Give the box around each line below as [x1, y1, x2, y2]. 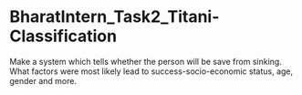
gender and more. [9, 75, 78, 86]
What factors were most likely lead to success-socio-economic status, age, [9, 66, 294, 77]
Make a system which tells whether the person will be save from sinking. [9, 56, 283, 67]
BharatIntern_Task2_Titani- [9, 6, 220, 27]
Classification [9, 26, 117, 47]
